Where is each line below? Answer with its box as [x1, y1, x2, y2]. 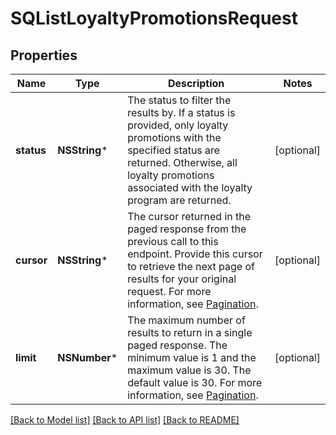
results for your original [127, 272, 237, 286]
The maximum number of [127, 313, 246, 327]
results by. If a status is [127, 106, 236, 119]
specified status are [127, 143, 221, 157]
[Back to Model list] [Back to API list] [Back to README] [10, 414, 240, 426]
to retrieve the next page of [127, 260, 255, 273]
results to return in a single [127, 326, 253, 339]
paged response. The [127, 338, 228, 352]
